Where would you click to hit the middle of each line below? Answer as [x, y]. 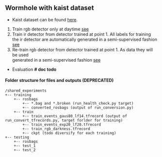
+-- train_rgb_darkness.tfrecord [56, 129]
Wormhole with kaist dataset [49, 8]
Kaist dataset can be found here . [45, 19]
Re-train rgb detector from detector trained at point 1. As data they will [82, 49]
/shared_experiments [26, 91]
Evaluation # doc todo [34, 69]
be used [20, 55]
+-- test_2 [25, 150]
